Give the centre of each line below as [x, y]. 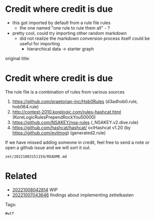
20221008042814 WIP [35, 189]
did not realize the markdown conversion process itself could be [85, 38]
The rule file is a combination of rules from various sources [65, 92]
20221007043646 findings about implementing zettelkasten [73, 195]
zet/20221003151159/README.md [36, 157]
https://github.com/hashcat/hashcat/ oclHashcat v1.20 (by [71, 127]
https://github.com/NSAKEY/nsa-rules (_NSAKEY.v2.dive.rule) [75, 122]
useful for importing [40, 43]
